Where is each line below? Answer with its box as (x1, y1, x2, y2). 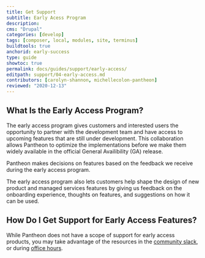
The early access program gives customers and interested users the (6, 122, 179, 129)
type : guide (6, 54, 37, 61)
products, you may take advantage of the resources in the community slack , (6, 238, 198, 245)
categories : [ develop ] (6, 32, 64, 38)
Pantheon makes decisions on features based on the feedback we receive (6, 160, 193, 167)
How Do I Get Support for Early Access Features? (6, 215, 197, 226)
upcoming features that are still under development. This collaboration (6, 135, 184, 142)
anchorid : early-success (6, 49, 70, 55)
